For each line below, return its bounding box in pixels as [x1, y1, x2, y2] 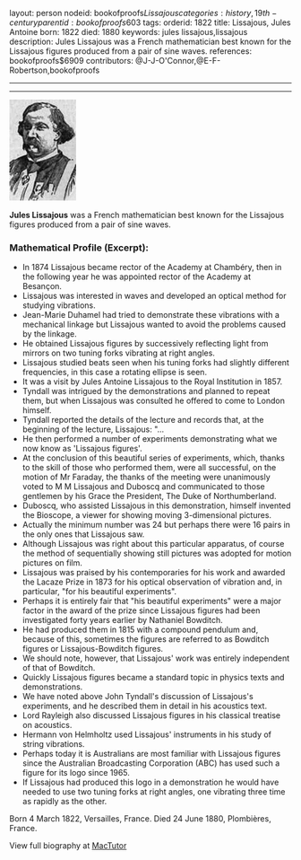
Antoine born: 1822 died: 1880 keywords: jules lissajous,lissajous [9, 27, 248, 37]
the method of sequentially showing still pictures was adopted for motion [21, 548, 292, 559]
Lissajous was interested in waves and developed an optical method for [21, 291, 287, 302]
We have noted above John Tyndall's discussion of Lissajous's [21, 691, 254, 702]
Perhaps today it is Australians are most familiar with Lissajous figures [21, 749, 281, 759]
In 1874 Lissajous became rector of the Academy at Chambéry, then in [21, 262, 282, 273]
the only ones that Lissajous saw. [21, 529, 145, 540]
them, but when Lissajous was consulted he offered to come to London [21, 395, 285, 407]
